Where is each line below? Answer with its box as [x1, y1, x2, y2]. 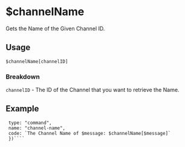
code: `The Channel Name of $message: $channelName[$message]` [8, 130, 171, 136]
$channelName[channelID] [5, 58, 68, 65]
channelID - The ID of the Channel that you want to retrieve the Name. [5, 87, 180, 94]
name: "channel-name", [8, 125, 66, 131]
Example [5, 103, 39, 114]
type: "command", [8, 120, 52, 126]
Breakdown [5, 72, 40, 80]
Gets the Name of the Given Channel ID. [5, 25, 105, 32]
